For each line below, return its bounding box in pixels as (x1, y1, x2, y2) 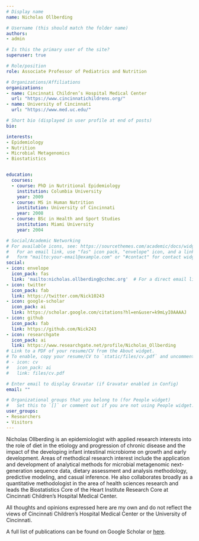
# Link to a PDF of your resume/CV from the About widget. (6, 348, 155, 354)
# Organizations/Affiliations (6, 79, 81, 85)
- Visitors (6, 419, 33, 425)
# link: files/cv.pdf (6, 370, 65, 376)
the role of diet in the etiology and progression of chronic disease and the (6, 442, 185, 449)
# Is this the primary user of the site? (6, 47, 110, 53)
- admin (6, 36, 25, 42)
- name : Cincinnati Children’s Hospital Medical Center (6, 90, 147, 96)
